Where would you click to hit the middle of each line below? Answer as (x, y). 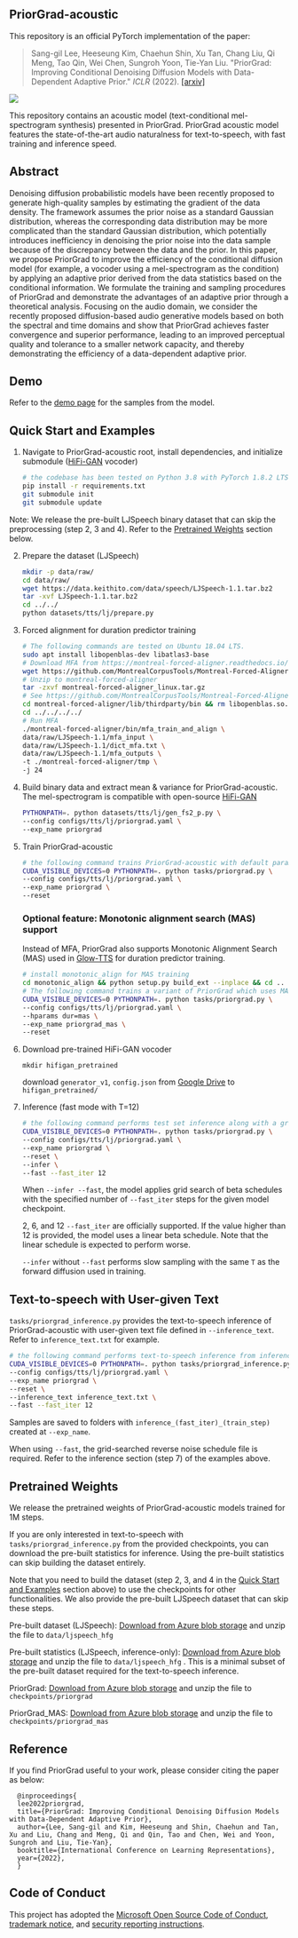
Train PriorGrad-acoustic (67, 846)
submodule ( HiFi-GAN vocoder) (80, 462)
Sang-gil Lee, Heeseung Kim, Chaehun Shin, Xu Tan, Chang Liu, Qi (153, 53)
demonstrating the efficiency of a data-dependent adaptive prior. (128, 353)
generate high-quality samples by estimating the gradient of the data (135, 203)
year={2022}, (41, 1858)
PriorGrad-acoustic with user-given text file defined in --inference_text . (142, 1330)
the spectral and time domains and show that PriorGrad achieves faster (139, 325)
